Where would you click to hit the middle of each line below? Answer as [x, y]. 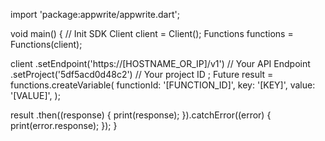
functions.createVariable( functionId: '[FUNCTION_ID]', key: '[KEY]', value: [163, 85]
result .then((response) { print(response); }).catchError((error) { [141, 115]
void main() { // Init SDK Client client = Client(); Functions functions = [152, 33]
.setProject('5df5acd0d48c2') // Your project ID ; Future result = [142, 74]
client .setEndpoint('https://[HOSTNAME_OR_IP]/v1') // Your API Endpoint [160, 63]
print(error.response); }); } [64, 125]
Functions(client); [46, 44]
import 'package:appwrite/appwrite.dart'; [95, 14]
